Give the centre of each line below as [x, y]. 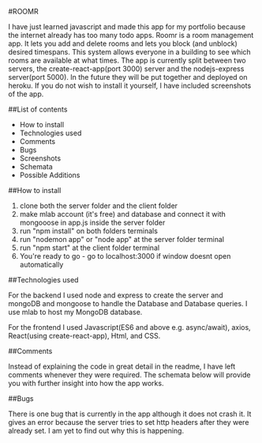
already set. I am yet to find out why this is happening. [96, 431]
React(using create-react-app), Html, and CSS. [84, 336]
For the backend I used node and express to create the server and [116, 295]
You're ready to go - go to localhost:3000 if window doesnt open [125, 256]
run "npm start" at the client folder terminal [90, 248]
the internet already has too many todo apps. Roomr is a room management [131, 35]
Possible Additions [50, 175]
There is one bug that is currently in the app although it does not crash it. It [130, 414]
